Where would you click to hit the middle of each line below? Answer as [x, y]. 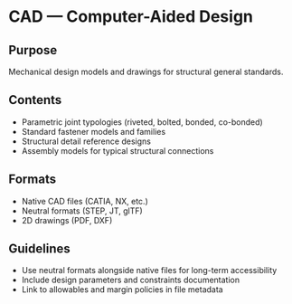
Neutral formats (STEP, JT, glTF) [82, 211]
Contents [35, 100]
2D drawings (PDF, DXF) [67, 220]
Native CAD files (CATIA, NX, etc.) [85, 201]
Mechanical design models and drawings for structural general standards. [146, 71]
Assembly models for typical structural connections [118, 150]
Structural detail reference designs [86, 141]
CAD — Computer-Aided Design [131, 17]
